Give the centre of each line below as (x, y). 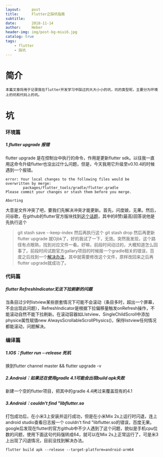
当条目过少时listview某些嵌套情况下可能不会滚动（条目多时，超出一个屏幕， (81, 302)
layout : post (23, 9)
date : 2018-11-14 (30, 23)
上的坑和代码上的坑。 (24, 95)
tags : (11, 41)
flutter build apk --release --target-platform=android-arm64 (70, 450)
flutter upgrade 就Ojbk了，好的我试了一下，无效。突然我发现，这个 (84, 238)
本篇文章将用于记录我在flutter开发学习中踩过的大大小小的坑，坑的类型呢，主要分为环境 (82, 90)
